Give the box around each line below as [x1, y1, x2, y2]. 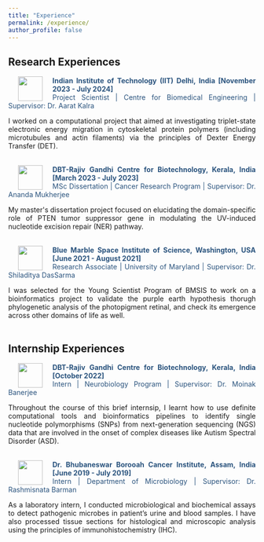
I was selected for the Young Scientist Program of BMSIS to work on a [8, 286, 256, 295]
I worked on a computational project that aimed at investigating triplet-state [8, 116, 256, 126]
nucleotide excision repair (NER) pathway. [8, 222, 144, 232]
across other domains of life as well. [8, 311, 126, 320]
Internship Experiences [8, 342, 125, 355]
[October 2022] [52, 371, 104, 380]
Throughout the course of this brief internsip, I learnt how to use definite [8, 403, 256, 412]
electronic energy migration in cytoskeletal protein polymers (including [8, 125, 256, 134]
